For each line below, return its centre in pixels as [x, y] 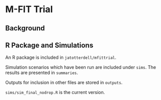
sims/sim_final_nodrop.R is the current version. [55, 92]
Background [25, 28]
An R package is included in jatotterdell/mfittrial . [61, 57]
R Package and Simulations [49, 45]
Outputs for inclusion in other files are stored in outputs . [64, 83]
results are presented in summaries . [42, 73]
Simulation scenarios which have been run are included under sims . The [81, 68]
